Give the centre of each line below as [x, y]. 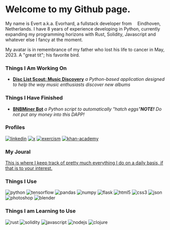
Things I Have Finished [34, 98]
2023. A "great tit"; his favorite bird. [43, 55]
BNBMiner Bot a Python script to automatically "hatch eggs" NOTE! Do [87, 109]
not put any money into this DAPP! [49, 114]
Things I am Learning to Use [40, 211]
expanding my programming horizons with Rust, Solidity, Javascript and [81, 34]
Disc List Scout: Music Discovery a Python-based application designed [89, 79]
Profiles [15, 127]
